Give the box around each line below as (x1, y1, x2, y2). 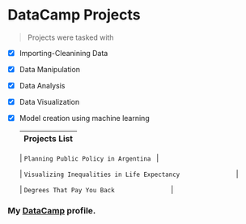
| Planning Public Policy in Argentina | (19, 153, 159, 163)
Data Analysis (19, 81, 66, 91)
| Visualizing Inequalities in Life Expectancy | (19, 169, 240, 179)
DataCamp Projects (7, 6, 141, 24)
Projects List (23, 133, 74, 144)
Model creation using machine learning (19, 114, 151, 123)
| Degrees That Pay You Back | (19, 185, 174, 195)
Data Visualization (19, 97, 80, 107)
